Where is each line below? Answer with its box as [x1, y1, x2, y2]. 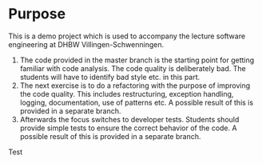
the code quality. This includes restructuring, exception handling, [19, 89, 234, 98]
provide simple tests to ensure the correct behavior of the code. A [19, 123, 237, 133]
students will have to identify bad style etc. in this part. [19, 72, 200, 81]
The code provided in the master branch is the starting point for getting [19, 55, 255, 65]
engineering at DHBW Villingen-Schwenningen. [8, 39, 165, 49]
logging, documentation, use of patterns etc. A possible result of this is [19, 97, 254, 107]
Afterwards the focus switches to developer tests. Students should [19, 114, 240, 124]
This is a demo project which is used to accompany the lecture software [8, 31, 246, 41]
